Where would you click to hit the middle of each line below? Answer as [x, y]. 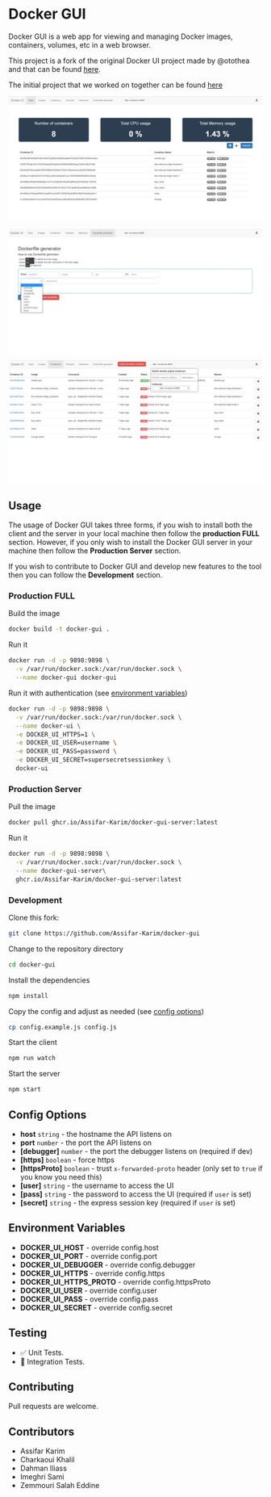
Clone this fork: [34, 917]
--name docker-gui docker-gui [66, 678]
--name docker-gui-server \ [61, 870]
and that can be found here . [54, 69]
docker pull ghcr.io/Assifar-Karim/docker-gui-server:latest [113, 823]
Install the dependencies [49, 980]
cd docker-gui [32, 964]
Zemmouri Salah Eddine [60, 1486]
